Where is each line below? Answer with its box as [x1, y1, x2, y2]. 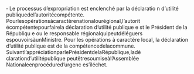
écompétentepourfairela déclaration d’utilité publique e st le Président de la [6, 23, 188, 31]
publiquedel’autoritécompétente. [6, 11, 85, 18]
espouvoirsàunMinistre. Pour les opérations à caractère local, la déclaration [6, 36, 189, 43]
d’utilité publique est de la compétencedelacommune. [6, 42, 136, 49]
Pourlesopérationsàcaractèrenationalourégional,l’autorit [6, 18, 141, 24]
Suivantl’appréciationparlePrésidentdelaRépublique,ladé [6, 49, 141, 55]
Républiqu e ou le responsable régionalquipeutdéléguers [6, 30, 143, 37]
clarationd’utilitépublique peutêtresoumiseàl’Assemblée [6, 55, 139, 62]
